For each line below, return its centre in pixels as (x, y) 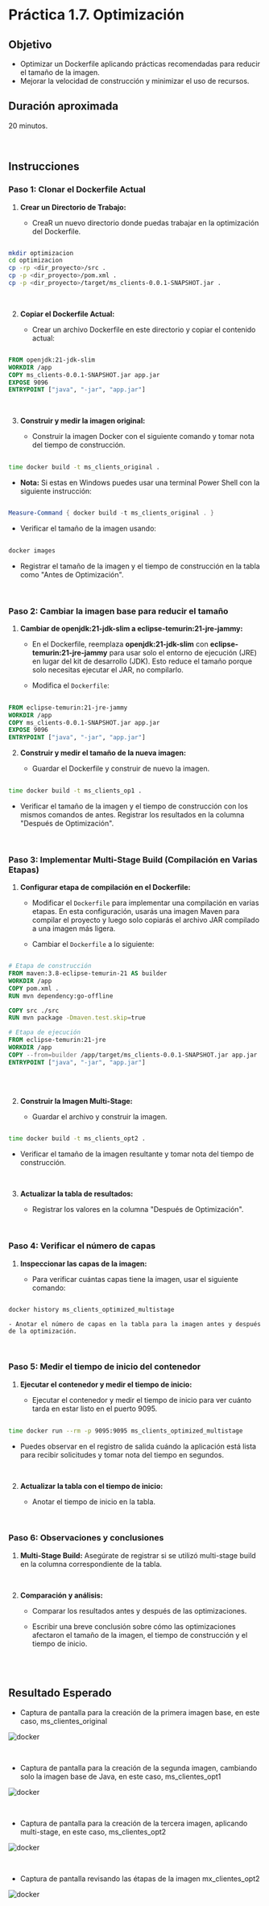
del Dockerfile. (56, 231)
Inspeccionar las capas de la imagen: (83, 1263)
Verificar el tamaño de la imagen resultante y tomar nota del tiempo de (137, 1154)
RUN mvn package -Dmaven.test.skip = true (77, 1018)
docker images (32, 550)
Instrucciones (44, 167)
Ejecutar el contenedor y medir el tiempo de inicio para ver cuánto (142, 1400)
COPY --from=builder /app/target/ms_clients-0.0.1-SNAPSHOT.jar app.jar (133, 1055)
